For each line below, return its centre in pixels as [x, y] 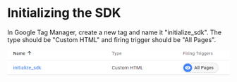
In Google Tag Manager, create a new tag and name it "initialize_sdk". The [115, 32]
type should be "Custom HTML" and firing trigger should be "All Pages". [112, 39]
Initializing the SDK [64, 13]
